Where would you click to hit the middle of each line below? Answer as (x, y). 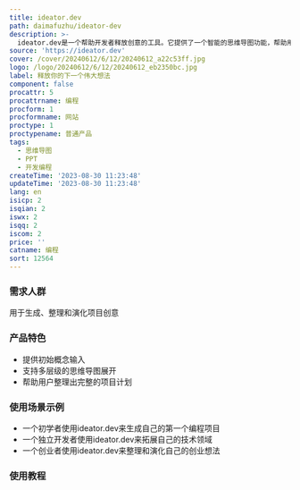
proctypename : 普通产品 (50, 134)
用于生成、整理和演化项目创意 (64, 313)
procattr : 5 (31, 92)
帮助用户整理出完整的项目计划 (77, 382)
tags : (19, 142)
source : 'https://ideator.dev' (67, 51)
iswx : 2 (24, 217)
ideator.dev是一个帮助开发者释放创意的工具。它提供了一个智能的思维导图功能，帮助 (152, 42)
